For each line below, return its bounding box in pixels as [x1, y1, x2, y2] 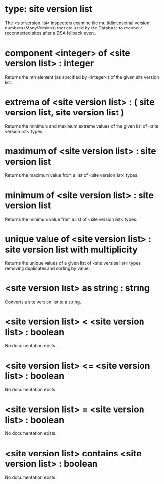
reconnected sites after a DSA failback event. [5, 30, 96, 36]
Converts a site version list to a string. [5, 299, 82, 305]
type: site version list [5, 3, 93, 15]
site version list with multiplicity [5, 244, 138, 255]
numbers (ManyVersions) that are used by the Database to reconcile [5, 25, 143, 30]
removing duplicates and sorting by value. [5, 265, 90, 271]
